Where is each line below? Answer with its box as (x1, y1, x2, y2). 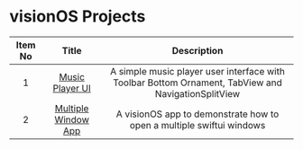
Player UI (52, 82, 92, 94)
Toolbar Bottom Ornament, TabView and (112, 76, 282, 89)
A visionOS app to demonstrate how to (115, 108, 280, 120)
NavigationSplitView (154, 87, 241, 100)
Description (171, 44, 224, 57)
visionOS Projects (9, 6, 146, 27)
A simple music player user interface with (109, 65, 286, 77)
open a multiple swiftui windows (129, 118, 266, 131)
